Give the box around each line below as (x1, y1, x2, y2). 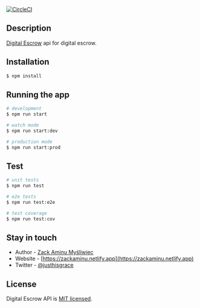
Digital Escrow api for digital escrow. (6, 39, 97, 47)
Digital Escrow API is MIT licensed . (6, 295, 92, 303)
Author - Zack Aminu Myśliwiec (15, 249, 94, 256)
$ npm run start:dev (6, 128, 59, 134)
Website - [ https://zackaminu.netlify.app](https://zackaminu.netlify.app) (15, 255, 194, 263)
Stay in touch (6, 233, 57, 243)
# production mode (6, 139, 53, 145)
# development (6, 106, 42, 112)
